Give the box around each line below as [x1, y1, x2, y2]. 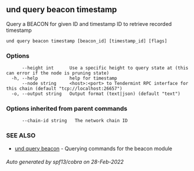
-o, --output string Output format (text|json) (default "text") [11, 91, 181, 97]
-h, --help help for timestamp [11, 75, 117, 81]
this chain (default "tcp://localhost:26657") [6, 85, 123, 92]
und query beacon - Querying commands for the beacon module [14, 144, 173, 152]
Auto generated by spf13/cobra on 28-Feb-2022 [6, 159, 124, 166]
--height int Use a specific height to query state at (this [21, 65, 189, 71]
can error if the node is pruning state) [6, 70, 110, 76]
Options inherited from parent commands [6, 104, 128, 113]
